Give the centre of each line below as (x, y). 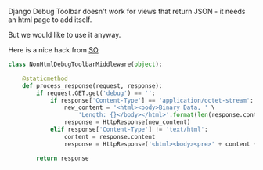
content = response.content (110, 136)
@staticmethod (45, 78)
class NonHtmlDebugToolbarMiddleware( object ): (85, 64)
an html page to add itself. (50, 20)
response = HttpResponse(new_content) (127, 122)
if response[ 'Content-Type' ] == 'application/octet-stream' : (152, 100)
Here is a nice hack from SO (54, 50)
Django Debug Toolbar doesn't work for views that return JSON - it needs (127, 11)
